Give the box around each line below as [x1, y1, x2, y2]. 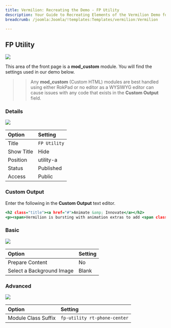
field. [30, 95, 42, 101]
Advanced [5, 282, 32, 289]
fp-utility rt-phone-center [61, 315, 129, 321]
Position [8, 156, 27, 163]
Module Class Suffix [8, 315, 56, 322]
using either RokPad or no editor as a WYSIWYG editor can [30, 84, 154, 90]
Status [8, 165, 23, 172]
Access [8, 173, 26, 180]
